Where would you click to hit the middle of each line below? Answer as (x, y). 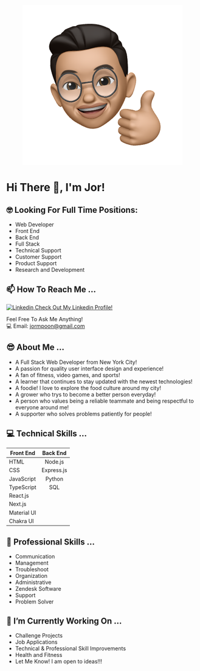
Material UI (22, 512)
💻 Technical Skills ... (47, 434)
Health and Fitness (39, 655)
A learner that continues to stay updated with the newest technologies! (104, 381)
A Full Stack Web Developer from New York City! (76, 362)
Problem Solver (34, 602)
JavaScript (22, 479)
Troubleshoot (32, 569)
